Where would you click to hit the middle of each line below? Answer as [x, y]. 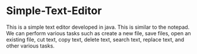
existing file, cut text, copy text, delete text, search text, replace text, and [95, 39]
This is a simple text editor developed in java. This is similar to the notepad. [98, 27]
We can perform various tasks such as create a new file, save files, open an [99, 33]
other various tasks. [31, 46]
